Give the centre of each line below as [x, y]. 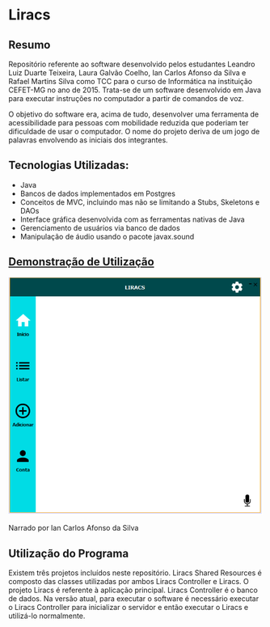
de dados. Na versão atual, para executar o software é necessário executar [134, 598]
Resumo [30, 45]
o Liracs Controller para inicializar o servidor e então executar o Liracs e [129, 607]
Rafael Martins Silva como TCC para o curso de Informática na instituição [131, 81]
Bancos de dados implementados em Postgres [98, 193]
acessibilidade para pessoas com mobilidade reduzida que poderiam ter [129, 123]
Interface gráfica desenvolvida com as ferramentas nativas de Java [132, 219]
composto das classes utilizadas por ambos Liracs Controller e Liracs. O [129, 581]
